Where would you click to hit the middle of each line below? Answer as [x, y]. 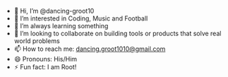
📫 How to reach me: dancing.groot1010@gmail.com [90, 49]
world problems [37, 41]
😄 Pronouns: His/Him [46, 59]
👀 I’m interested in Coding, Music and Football [81, 18]
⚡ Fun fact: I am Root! [45, 67]
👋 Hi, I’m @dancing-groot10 [54, 11]
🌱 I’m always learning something [61, 26]
